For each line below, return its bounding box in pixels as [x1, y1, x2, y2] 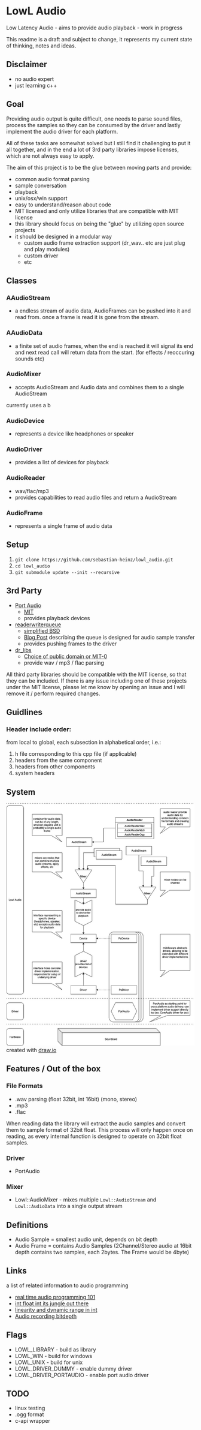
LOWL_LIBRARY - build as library [14, 1345, 96, 1353]
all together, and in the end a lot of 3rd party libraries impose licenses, [6, 146, 179, 153]
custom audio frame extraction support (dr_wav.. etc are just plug [23, 239, 185, 247]
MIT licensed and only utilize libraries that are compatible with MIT [14, 207, 179, 214]
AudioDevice [6, 416, 45, 425]
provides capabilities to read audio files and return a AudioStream [14, 494, 177, 501]
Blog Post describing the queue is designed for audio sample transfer [23, 633, 195, 641]
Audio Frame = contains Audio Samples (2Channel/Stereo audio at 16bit [14, 1242, 192, 1249]
